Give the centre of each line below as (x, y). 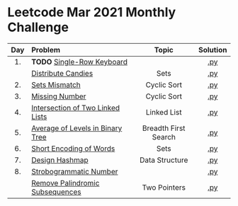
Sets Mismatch (56, 84)
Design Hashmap (60, 160)
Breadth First (164, 128)
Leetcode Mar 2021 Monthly (92, 12)
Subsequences (56, 192)
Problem (46, 50)
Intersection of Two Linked (76, 108)
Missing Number (59, 96)
